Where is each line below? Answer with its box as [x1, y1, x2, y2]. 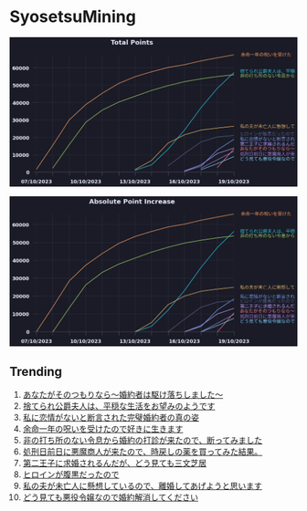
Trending [9, 363, 62, 380]
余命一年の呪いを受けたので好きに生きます [22, 423, 184, 434]
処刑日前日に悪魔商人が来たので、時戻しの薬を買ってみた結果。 [22, 446, 263, 457]
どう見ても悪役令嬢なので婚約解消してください [22, 492, 199, 503]
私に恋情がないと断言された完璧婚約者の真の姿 [22, 412, 199, 423]
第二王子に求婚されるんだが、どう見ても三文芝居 [22, 458, 207, 469]
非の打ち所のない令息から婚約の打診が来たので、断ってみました [22, 435, 263, 446]
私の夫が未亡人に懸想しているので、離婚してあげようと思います [22, 481, 262, 492]
